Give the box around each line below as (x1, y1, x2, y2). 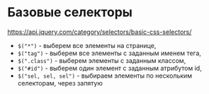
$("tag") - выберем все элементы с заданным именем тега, (17, 49, 202, 57)
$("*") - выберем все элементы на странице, (17, 41, 157, 49)
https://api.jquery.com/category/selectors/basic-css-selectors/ (7, 28, 192, 36)
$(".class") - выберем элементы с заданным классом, (17, 56, 186, 64)
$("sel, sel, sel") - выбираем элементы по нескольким (17, 71, 193, 80)
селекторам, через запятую (17, 78, 103, 87)
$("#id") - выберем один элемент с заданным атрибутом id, (17, 64, 202, 72)
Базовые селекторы (7, 4, 133, 20)
